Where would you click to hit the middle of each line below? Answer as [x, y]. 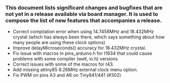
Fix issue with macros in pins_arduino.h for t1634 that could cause [82, 53]
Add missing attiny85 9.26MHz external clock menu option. [75, 70]
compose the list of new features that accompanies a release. [84, 20]
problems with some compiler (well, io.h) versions [65, 59]
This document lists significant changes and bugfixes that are [84, 8]
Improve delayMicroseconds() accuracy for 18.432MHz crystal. [79, 48]
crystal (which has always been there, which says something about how [89, 37]
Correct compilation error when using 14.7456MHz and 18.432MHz [83, 32]
